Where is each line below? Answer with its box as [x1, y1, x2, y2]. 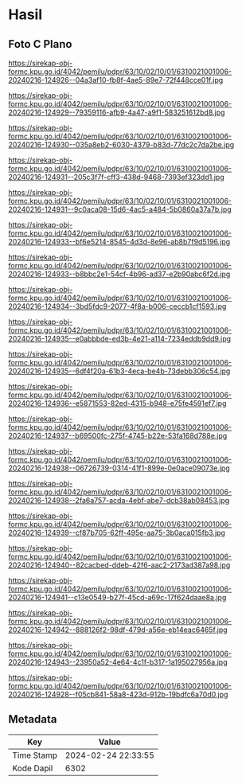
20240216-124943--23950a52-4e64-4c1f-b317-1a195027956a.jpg [8, 657, 228, 666]
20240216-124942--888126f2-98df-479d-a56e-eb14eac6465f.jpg [8, 625, 228, 634]
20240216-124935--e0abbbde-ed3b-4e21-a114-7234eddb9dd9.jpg [8, 334, 232, 343]
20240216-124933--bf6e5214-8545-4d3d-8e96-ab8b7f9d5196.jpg [8, 237, 231, 246]
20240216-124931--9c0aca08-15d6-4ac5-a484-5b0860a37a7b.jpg [8, 205, 232, 214]
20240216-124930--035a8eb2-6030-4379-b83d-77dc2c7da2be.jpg [8, 140, 235, 149]
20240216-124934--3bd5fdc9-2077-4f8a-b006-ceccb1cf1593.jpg [8, 302, 227, 311]
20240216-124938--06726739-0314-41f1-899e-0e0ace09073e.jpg [8, 463, 231, 473]
